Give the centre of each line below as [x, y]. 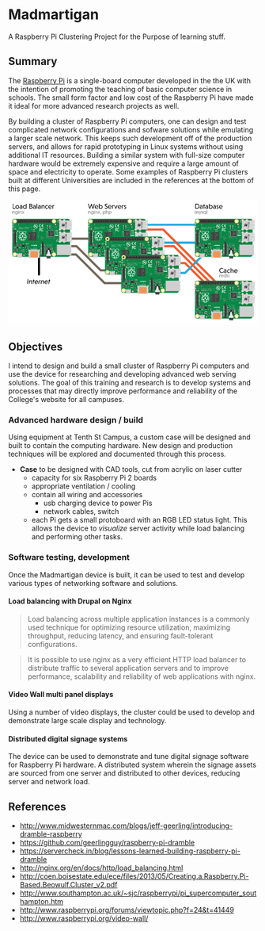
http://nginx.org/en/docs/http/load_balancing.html [101, 868]
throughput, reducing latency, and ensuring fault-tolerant [120, 635]
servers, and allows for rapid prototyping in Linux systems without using [126, 146]
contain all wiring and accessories [87, 495]
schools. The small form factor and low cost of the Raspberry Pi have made [131, 98]
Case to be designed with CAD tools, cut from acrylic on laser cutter [131, 469]
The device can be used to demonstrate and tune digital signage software [129, 757]
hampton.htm [42, 901]
